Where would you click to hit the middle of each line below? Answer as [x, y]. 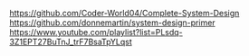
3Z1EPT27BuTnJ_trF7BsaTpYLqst [71, 42]
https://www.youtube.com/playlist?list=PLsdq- [96, 32]
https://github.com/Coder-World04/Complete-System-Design [124, 13]
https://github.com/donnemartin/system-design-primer [112, 23]
